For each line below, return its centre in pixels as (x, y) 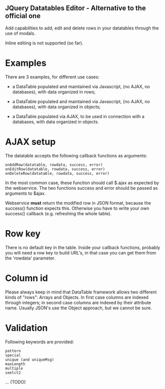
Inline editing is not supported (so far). (44, 43)
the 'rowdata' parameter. (30, 258)
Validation (27, 328)
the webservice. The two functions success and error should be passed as (82, 188)
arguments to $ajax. (26, 193)
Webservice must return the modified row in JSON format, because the (78, 203)
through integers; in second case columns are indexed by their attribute (78, 302)
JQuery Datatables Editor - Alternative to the (76, 8)
